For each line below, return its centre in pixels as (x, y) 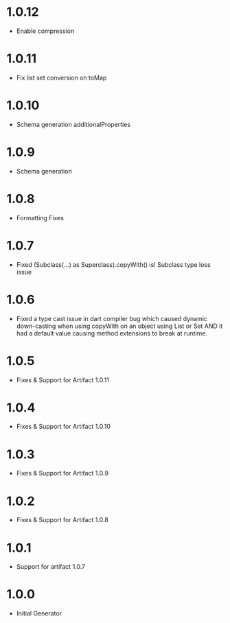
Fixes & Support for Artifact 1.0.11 (62, 380)
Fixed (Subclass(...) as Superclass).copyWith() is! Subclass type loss (113, 264)
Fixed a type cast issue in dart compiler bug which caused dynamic (112, 318)
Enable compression (45, 31)
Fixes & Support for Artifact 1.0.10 (64, 427)
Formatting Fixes (40, 218)
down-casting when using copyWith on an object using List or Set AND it (119, 326)
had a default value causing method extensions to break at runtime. (112, 333)
